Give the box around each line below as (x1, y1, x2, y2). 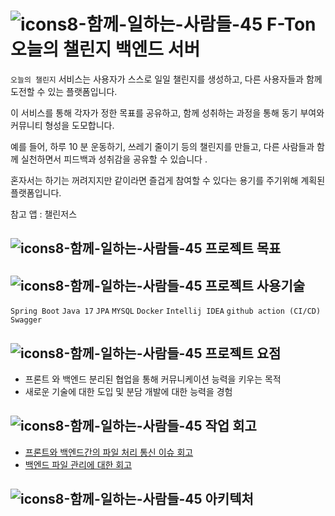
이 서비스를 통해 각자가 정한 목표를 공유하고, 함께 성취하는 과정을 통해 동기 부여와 (10, 106, 325, 119)
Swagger (10, 315, 43, 325)
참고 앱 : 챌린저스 (10, 208, 78, 220)
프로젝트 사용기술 (204, 277, 306, 294)
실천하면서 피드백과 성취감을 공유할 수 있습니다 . (20, 153, 208, 165)
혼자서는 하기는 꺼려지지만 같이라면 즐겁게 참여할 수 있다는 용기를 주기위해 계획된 (10, 174, 326, 186)
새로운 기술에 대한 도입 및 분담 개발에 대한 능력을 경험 (24, 385, 233, 397)
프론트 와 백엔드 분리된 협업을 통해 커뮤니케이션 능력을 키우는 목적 (24, 373, 282, 385)
